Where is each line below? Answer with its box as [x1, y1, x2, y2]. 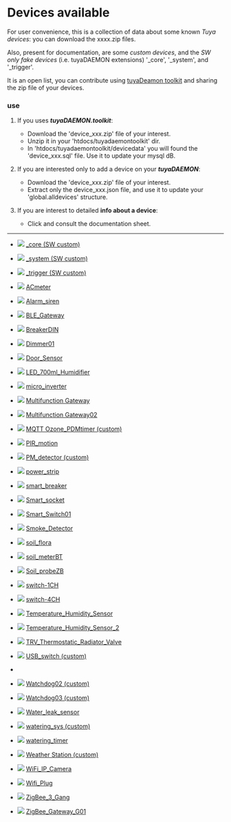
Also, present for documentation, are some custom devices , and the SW [7, 48, 211, 56]
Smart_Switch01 [25, 510, 71, 518]
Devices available [7, 5, 110, 21]
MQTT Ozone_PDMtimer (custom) [25, 425, 122, 433]
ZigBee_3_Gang [25, 793, 70, 801]
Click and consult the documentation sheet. [27, 220, 151, 228]
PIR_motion [25, 439, 58, 447]
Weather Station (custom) [25, 750, 99, 759]
